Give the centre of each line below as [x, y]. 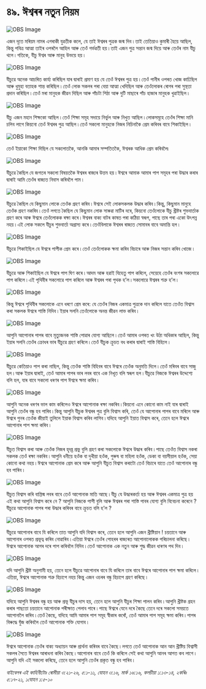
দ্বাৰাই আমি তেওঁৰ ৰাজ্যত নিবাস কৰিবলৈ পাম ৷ [45, 179]
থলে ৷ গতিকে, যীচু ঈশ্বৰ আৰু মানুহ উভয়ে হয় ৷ [46, 55]
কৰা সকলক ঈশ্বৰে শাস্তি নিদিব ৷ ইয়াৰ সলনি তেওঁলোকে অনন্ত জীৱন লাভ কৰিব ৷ [72, 311]
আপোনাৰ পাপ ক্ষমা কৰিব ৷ [29, 425]
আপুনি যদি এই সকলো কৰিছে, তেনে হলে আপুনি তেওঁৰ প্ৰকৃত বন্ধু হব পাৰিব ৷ [70, 660]
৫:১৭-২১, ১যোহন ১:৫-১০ [29, 679]
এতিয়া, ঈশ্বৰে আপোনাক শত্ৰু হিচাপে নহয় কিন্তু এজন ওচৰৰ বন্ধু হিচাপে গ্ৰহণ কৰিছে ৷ [77, 577]
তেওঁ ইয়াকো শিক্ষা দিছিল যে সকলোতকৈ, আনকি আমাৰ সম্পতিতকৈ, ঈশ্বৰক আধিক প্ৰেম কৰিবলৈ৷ [87, 148]
